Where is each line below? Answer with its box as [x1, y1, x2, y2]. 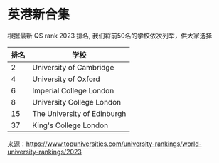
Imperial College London [32, 85, 114, 95]
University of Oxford [32, 74, 101, 84]
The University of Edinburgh [32, 108, 127, 118]
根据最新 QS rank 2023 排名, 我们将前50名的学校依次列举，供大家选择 [7, 31, 213, 40]
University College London [32, 97, 122, 107]
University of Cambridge [32, 62, 114, 72]
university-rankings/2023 [7, 147, 82, 156]
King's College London [32, 120, 109, 130]
